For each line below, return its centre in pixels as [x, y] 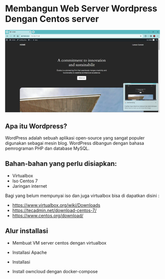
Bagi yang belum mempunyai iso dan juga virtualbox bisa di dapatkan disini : [82, 195]
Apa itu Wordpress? [36, 126]
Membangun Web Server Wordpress [81, 9]
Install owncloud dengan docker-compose [55, 271]
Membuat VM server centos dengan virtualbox [59, 243]
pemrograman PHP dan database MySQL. [47, 148]
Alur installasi [27, 231]
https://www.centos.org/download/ [48, 215]
